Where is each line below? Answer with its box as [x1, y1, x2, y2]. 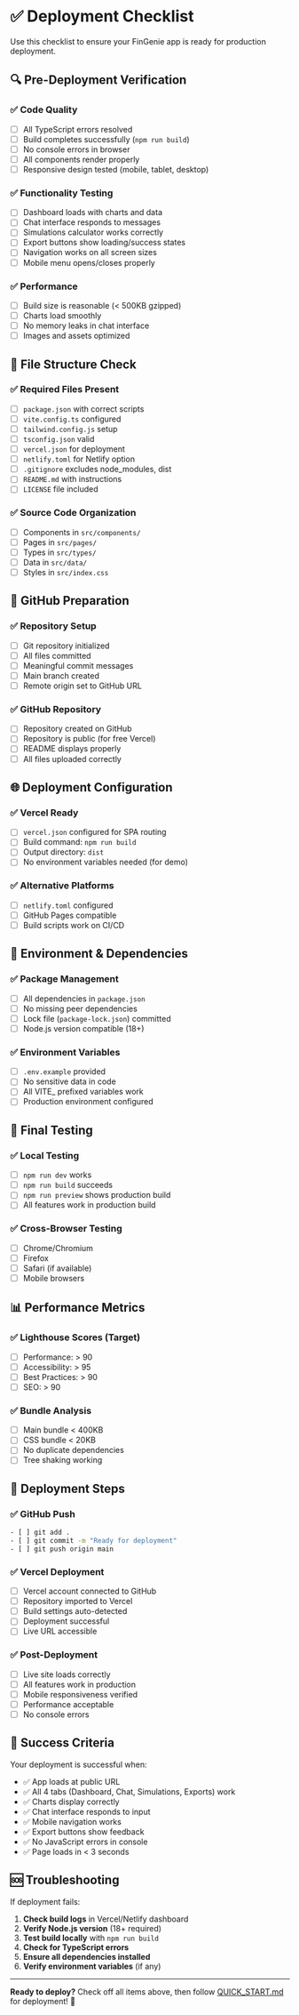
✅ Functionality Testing [10, 187, 114, 199]
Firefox [22, 1252, 50, 1264]
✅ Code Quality [10, 104, 78, 116]
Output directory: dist [22, 847, 105, 857]
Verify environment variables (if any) [22, 1961, 161, 1971]
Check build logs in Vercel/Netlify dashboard [22, 1914, 189, 1924]
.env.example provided [22, 1066, 106, 1077]
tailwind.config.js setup [22, 423, 118, 434]
